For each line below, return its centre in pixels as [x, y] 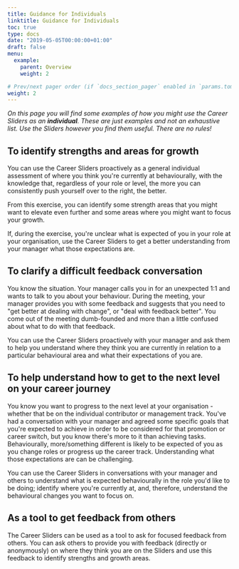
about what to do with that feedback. [62, 326]
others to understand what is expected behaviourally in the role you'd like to [118, 480]
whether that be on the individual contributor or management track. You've [117, 414]
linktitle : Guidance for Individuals [63, 21]
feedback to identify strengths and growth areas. [79, 558]
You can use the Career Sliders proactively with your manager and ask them [119, 340]
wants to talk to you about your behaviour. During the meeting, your [106, 296]
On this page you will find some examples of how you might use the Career [118, 113]
